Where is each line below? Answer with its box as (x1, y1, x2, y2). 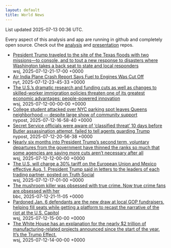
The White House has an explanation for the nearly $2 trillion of (12, 220, 146, 226)
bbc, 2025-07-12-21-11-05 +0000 (12, 193, 84, 199)
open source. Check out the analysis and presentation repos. (5, 42, 134, 48)
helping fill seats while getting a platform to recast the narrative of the (12, 204, 160, 210)
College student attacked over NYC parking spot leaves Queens (12, 106, 147, 112)
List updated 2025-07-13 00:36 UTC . (5, 26, 83, 32)
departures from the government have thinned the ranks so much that (12, 144, 160, 150)
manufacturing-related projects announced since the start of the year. (12, 226, 160, 232)
